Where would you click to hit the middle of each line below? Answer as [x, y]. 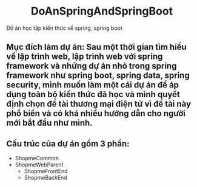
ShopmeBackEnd [46, 178]
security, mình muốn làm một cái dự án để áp [93, 85]
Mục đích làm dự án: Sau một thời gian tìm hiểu [96, 47]
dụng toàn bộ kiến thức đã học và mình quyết [93, 94]
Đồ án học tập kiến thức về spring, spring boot [65, 28]
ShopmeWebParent [39, 165]
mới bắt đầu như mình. [49, 123]
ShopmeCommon [37, 158]
